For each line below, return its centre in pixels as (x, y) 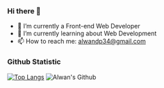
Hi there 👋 (24, 11)
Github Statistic (34, 62)
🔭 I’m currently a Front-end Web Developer (79, 26)
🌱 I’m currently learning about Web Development (87, 33)
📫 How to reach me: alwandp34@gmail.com (81, 42)
